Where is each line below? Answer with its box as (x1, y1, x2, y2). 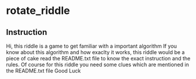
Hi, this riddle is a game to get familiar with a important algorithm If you (6, 42, 177, 49)
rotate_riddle (6, 4, 70, 17)
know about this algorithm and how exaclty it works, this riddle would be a (6, 49, 185, 56)
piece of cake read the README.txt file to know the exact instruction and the (6, 55, 191, 62)
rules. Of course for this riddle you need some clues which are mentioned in (6, 61, 189, 68)
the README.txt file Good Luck (6, 67, 81, 74)
